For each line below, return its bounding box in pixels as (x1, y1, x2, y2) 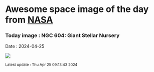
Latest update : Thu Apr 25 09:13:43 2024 (5, 62, 78, 67)
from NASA (5, 14, 53, 25)
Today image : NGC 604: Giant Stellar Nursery (5, 32, 120, 39)
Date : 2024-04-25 (5, 43, 45, 49)
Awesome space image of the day (5, 3, 149, 15)
